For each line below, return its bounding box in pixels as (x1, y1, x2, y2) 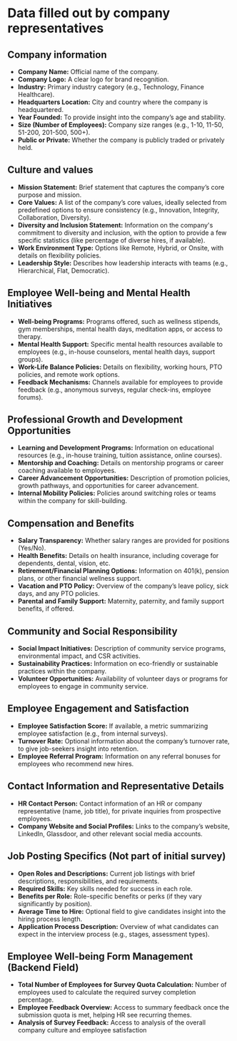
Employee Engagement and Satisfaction (7, 703, 189, 715)
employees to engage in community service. (17, 682, 148, 691)
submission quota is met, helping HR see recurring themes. (17, 1011, 192, 1020)
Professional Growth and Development (7, 414, 183, 426)
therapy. (17, 332, 43, 340)
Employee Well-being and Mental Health (7, 287, 191, 299)
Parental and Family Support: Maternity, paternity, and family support (17, 597, 225, 606)
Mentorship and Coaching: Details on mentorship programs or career (17, 459, 224, 467)
